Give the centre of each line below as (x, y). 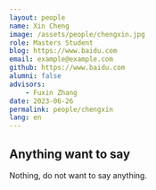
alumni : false (36, 76)
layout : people (37, 17)
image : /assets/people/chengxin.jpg (77, 34)
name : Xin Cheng (39, 26)
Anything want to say (70, 154)
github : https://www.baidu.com (67, 68)
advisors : (28, 84)
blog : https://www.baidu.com (63, 51)
